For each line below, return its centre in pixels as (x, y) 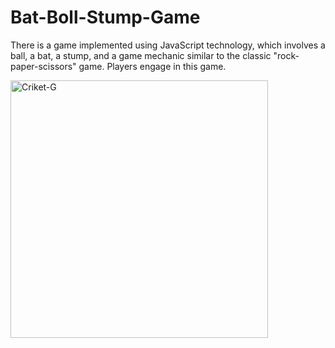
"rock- (286, 55)
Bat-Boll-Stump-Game (105, 17)
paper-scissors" (43, 66)
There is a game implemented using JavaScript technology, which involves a (168, 45)
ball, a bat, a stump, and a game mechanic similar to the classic (141, 55)
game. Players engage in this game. (152, 66)
